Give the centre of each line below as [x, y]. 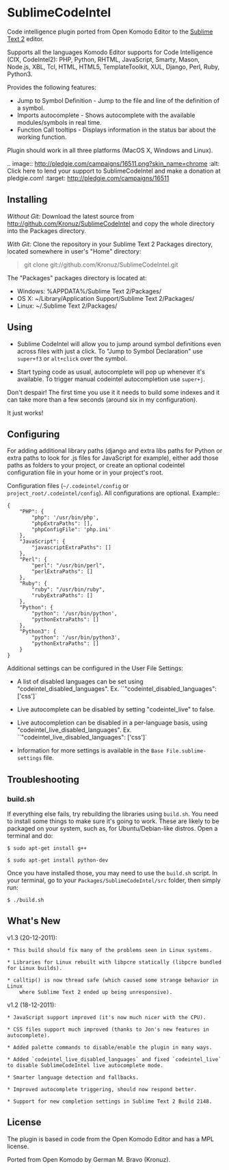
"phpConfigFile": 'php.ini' [71, 530]
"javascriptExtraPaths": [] [71, 548]
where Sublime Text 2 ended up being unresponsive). [96, 992]
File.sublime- [186, 751]
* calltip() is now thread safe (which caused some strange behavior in [113, 980]
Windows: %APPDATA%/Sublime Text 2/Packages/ [89, 291]
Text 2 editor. [26, 38]
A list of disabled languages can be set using [80, 682]
